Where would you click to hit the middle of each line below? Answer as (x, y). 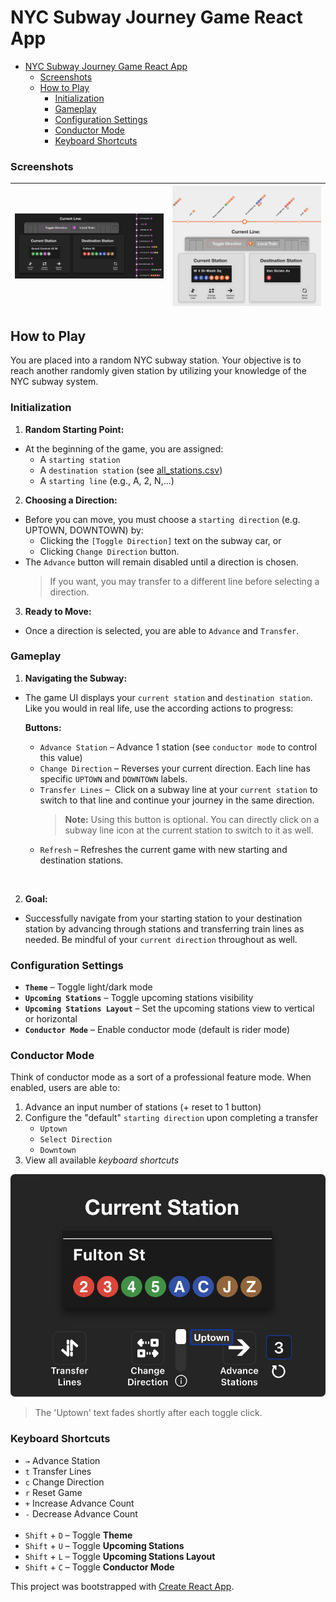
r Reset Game (53, 1492)
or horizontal (51, 1019)
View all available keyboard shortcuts (102, 1160)
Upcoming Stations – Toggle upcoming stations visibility (139, 998)
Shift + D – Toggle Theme (78, 1535)
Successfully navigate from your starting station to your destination (163, 918)
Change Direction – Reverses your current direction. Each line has (175, 768)
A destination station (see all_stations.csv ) (131, 470)
